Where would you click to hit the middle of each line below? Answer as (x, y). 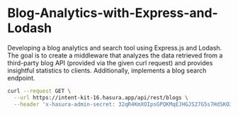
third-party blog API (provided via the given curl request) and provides (110, 62)
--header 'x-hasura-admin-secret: (64, 104)
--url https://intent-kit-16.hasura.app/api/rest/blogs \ (101, 97)
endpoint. (21, 78)
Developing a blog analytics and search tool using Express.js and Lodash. (115, 48)
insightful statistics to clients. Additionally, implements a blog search (107, 70)
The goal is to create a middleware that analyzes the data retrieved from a (115, 55)
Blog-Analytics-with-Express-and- (113, 13)
